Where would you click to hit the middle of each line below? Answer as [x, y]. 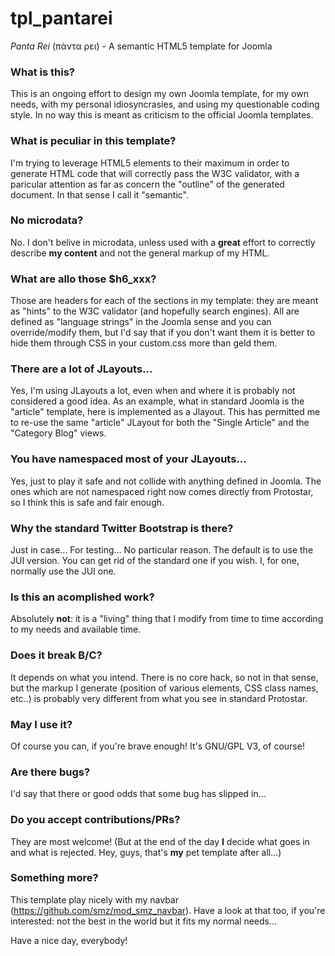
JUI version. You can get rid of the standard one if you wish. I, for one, [155, 561]
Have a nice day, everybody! [69, 940]
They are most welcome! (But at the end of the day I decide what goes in [160, 841]
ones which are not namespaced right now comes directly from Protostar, [162, 491]
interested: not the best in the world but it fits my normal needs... [144, 921]
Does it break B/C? [56, 655]
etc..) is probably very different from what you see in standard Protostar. [159, 698]
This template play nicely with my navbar [94, 899]
